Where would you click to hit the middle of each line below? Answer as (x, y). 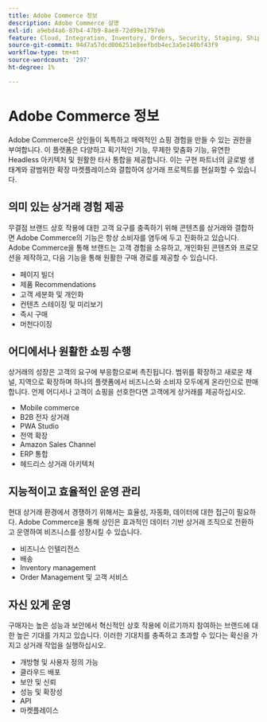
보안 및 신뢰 (38, 681)
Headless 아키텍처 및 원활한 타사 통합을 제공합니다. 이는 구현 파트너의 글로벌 (127, 159)
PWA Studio (39, 426)
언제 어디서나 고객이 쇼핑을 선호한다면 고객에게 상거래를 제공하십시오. (139, 392)
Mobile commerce (49, 408)
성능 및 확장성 (41, 692)
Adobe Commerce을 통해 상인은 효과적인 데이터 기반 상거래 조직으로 (126, 522)
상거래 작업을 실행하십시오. (64, 645)
